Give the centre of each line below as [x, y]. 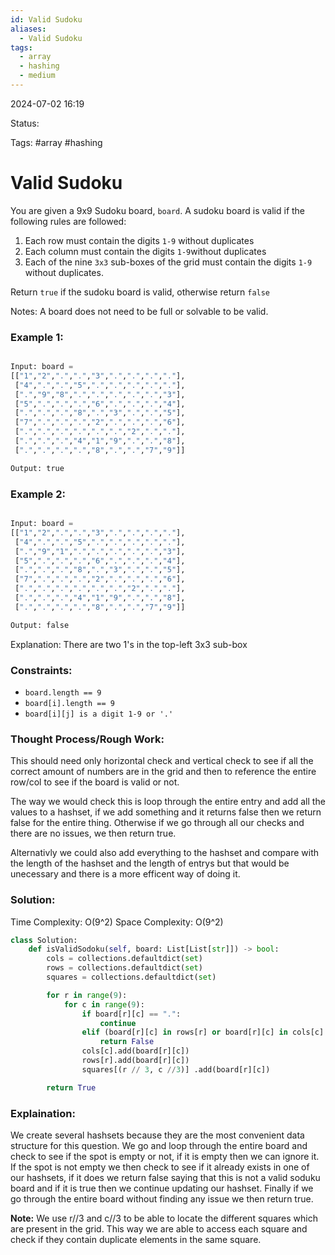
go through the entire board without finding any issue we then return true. [162, 1198]
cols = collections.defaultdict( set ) [124, 959]
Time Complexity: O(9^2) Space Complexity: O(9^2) [117, 922]
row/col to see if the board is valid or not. [95, 782]
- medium [37, 76]
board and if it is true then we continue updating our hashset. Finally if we [162, 1188]
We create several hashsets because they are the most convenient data [157, 1135]
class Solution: [44, 940]
